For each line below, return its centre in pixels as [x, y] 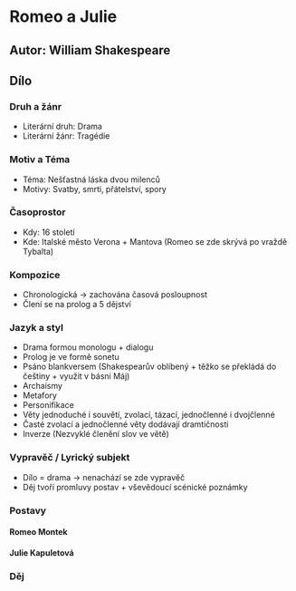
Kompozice [35, 275]
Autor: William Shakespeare [90, 50]
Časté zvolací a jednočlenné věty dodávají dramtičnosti [125, 424]
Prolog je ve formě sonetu [71, 357]
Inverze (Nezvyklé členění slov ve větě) [95, 434]
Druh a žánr [35, 106]
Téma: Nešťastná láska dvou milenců [91, 179]
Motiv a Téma [40, 160]
